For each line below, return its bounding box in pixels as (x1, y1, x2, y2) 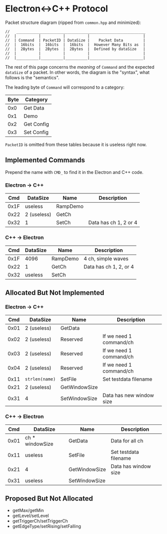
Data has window (110, 463, 151, 470)
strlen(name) (24, 377, 56, 382)
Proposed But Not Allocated (5, 494, 93, 503)
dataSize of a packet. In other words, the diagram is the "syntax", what (5, 69, 150, 75)
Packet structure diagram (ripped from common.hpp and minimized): (5, 19, 142, 25)
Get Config (23, 121, 49, 128)
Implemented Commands (5, 156, 85, 164)
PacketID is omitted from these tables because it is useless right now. (5, 141, 147, 147)
